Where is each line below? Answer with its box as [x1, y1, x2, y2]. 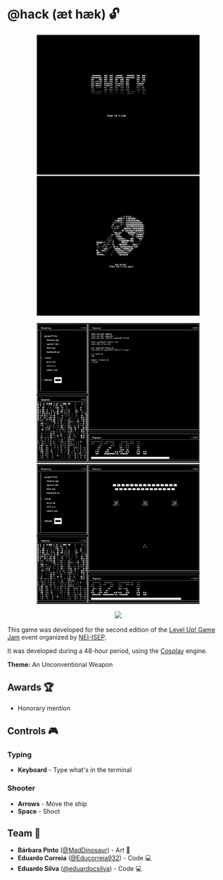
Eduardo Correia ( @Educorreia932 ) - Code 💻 [17, 854, 152, 862]
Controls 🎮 [7, 725, 58, 737]
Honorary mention [17, 704, 71, 712]
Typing [7, 750, 32, 759]
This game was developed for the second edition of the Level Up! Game [7, 625, 216, 634]
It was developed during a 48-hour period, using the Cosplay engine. [7, 647, 208, 655]
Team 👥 [7, 827, 41, 839]
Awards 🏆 [7, 682, 54, 694]
